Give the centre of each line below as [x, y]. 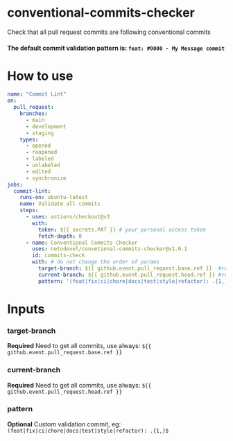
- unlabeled [43, 165]
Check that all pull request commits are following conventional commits [109, 32]
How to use [40, 76]
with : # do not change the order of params [96, 262]
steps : [29, 210]
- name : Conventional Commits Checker [81, 243]
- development [46, 126]
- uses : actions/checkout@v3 [68, 217]
